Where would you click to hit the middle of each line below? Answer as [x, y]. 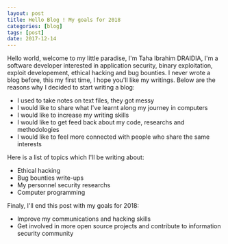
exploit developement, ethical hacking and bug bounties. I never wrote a [109, 73]
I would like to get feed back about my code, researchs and [101, 122]
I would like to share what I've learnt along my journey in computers [112, 108]
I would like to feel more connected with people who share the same [113, 137]
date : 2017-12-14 [32, 39]
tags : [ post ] [26, 32]
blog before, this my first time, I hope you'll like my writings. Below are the [111, 80]
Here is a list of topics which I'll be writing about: [76, 157]
